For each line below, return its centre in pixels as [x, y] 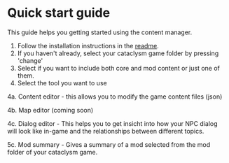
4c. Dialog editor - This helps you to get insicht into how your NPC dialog [113, 123]
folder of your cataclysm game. [53, 152]
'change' [30, 60]
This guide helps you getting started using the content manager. [100, 32]
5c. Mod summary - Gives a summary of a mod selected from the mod [109, 144]
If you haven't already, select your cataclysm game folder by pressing [118, 53]
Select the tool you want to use [62, 83]
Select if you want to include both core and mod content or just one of [119, 68]
